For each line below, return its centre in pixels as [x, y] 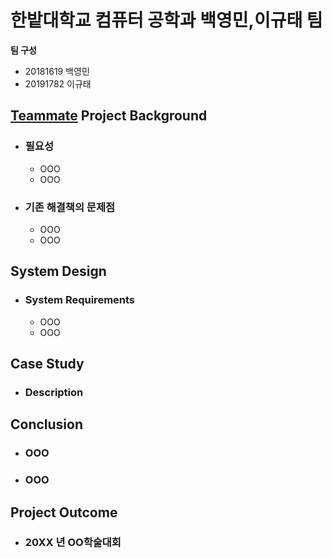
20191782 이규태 [58, 83]
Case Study [47, 364]
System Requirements [80, 300]
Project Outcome [64, 512]
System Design [58, 271]
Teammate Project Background [109, 116]
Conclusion [47, 424]
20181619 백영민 [57, 71]
